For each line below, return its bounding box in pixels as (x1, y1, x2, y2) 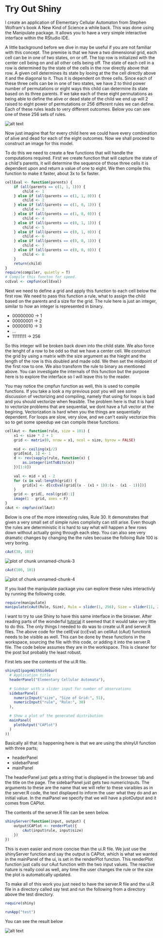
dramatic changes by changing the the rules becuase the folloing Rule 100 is (5, 535, 158, 541)
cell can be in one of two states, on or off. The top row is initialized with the (5, 54, 155, 60)
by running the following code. (5, 591, 66, 596)
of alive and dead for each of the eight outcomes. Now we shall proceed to (5, 135, 155, 141)
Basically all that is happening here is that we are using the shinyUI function (5, 740, 156, 746)
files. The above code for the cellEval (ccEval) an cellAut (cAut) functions (5, 629, 151, 635)
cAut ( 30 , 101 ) (5, 549, 34, 554)
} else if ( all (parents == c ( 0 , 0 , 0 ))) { (14, 247, 101, 253)
